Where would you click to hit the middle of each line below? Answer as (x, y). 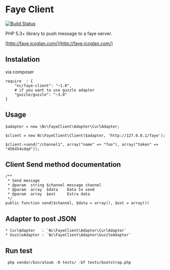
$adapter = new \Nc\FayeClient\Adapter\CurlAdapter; (63, 126)
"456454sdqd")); (22, 149)
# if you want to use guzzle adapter (55, 90)
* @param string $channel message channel (54, 185)
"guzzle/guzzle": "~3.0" (41, 95)
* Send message (23, 181)
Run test (19, 251)
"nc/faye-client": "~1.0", (43, 85)
